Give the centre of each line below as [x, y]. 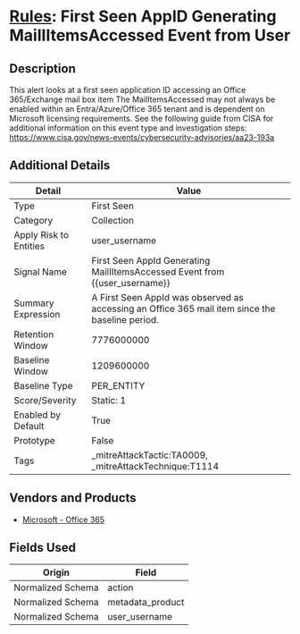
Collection [112, 220]
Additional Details [60, 166]
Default [29, 426]
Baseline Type [43, 385]
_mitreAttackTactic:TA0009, [150, 455]
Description [42, 68]
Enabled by [37, 415]
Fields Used [43, 548]
